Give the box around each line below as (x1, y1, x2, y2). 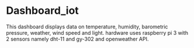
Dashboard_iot (6, 4, 79, 17)
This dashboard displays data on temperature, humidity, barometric (6, 23, 168, 30)
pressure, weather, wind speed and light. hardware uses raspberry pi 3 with (6, 29, 189, 36)
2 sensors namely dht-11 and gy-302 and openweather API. (6, 35, 149, 42)
